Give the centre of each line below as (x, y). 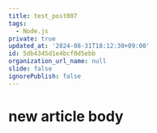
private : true (32, 39)
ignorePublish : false (45, 76)
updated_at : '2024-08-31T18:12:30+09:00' (79, 46)
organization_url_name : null (57, 62)
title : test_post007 (43, 16)
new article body (66, 116)
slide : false (30, 69)
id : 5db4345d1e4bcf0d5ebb (52, 54)
